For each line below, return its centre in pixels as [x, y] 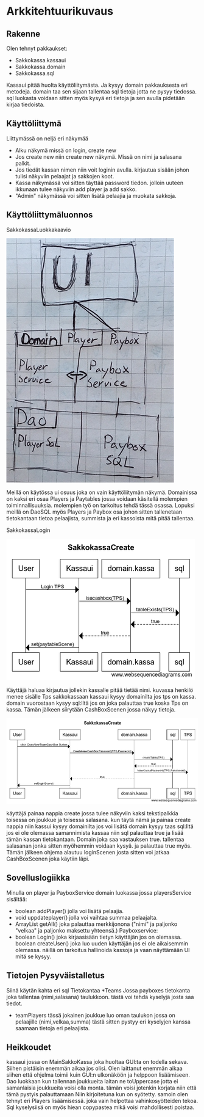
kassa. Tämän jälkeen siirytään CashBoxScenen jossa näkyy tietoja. [91, 709]
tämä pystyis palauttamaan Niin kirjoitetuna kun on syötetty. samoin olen [97, 1094]
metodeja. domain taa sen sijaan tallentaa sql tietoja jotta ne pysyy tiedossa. [101, 92]
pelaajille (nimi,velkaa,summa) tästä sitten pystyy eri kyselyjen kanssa [103, 1022]
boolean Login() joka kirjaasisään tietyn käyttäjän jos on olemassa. [98, 937]
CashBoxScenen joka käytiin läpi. [48, 859]
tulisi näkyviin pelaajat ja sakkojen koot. [65, 176]
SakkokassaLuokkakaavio [39, 230]
